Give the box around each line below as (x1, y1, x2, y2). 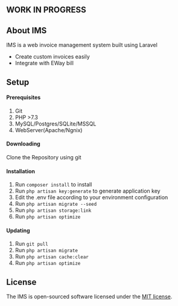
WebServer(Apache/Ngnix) (14, 126, 83, 133)
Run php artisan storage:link (14, 206, 92, 214)
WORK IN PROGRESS (6, 5, 86, 15)
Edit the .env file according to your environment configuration (14, 194, 168, 201)
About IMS (6, 25, 47, 36)
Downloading (6, 140, 40, 147)
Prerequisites (6, 94, 41, 101)
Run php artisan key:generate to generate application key (14, 187, 161, 195)
